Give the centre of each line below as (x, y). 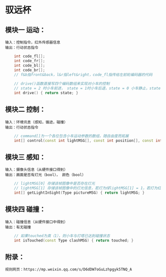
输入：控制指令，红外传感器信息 (33, 42)
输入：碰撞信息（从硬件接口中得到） (37, 222)
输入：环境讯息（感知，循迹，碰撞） (37, 122)
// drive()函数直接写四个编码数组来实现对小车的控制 (62, 84)
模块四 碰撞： (25, 209)
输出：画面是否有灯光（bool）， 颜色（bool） (45, 175)
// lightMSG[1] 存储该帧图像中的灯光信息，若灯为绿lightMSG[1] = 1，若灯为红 (88, 188)
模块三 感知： (25, 157)
